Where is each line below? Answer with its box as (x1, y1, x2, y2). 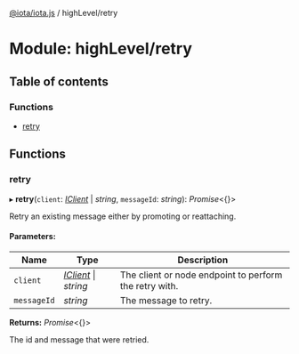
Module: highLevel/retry (9, 39, 193, 59)
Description (177, 253, 229, 266)
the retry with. (119, 279, 179, 292)
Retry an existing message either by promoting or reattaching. (9, 211, 237, 221)
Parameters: (9, 231, 56, 242)
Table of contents (9, 74, 109, 89)
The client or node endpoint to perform (119, 269, 283, 281)
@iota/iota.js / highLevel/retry (9, 8, 118, 18)
